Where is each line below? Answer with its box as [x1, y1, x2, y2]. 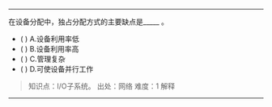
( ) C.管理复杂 [19, 54, 66, 64]
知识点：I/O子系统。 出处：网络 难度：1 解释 [28, 81, 176, 91]
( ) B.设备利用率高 [19, 44, 79, 53]
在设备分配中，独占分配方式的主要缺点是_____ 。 [8, 17, 168, 27]
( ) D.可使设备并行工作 [19, 64, 94, 73]
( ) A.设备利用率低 [19, 34, 79, 43]
